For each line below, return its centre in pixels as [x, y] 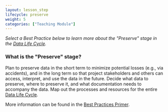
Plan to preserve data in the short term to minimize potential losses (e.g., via [84, 68]
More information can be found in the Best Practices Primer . [68, 104]
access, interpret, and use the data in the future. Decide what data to [77, 78]
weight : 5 [16, 19]
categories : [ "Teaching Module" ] [40, 24]
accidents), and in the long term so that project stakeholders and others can [84, 73]
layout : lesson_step [27, 10]
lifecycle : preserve [27, 15]
